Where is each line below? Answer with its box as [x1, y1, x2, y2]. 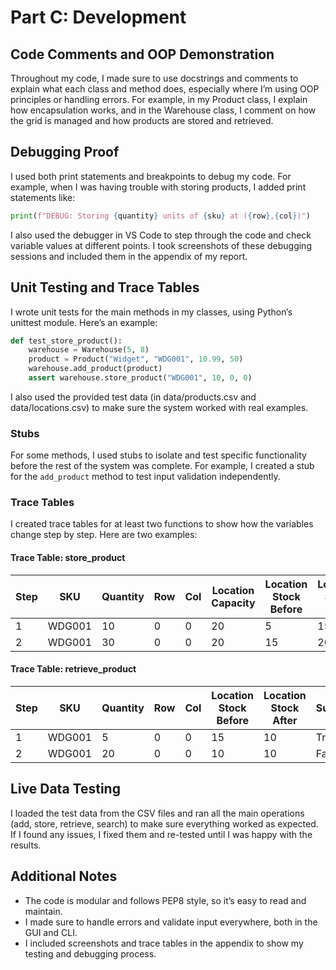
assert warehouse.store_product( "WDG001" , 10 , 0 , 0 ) [28, 373, 253, 383]
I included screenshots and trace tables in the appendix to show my [24, 937, 304, 949]
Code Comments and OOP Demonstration [10, 46, 275, 63]
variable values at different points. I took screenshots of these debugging [10, 239, 312, 251]
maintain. [24, 905, 63, 917]
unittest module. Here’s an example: [10, 316, 158, 328]
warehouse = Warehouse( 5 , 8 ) [28, 345, 150, 355]
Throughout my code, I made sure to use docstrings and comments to [10, 72, 299, 84]
